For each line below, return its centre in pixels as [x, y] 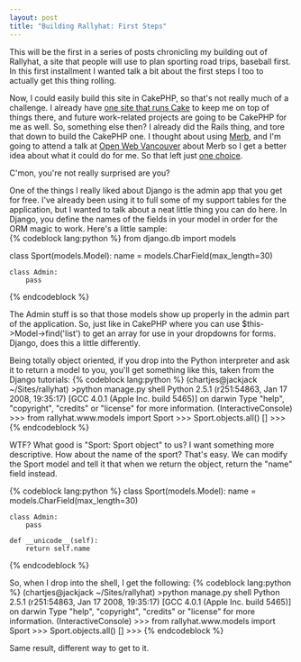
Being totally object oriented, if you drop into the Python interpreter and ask [150, 360]
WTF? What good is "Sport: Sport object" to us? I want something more [142, 444]
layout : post [34, 18]
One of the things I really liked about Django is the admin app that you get [146, 190]
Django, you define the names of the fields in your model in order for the [143, 219]
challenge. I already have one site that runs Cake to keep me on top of [140, 107]
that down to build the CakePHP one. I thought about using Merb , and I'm [145, 136]
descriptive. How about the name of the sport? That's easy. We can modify [149, 454]
